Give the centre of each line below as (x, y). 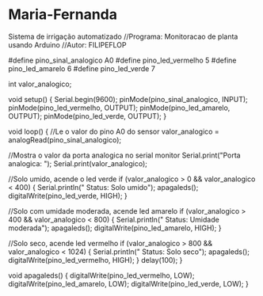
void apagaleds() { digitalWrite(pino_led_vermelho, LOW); (101, 275)
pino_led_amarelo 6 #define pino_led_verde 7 (82, 68)
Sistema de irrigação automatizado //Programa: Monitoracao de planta (123, 36)
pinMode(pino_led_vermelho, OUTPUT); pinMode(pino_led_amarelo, (119, 108)
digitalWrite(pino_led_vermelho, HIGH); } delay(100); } (95, 260)
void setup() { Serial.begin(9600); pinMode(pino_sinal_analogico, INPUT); (128, 99)
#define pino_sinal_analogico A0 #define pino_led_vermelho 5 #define (122, 60)
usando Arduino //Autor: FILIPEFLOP (67, 44)
